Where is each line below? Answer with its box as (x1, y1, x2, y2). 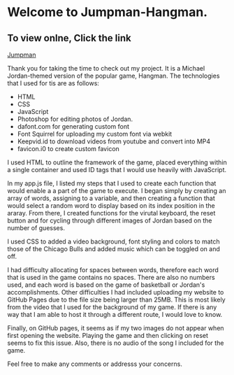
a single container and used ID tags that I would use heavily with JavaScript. (7, 166, 227, 174)
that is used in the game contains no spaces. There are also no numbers (7, 274, 215, 281)
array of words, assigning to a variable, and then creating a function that (7, 194, 215, 202)
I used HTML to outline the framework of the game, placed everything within (7, 158, 227, 167)
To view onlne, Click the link (7, 32, 131, 44)
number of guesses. (7, 224, 65, 232)
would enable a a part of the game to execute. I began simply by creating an (7, 187, 226, 194)
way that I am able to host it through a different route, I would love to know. (7, 311, 223, 318)
